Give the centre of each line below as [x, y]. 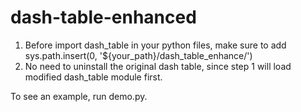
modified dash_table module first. [93, 77]
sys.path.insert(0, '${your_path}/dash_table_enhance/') [138, 55]
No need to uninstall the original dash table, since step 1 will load [158, 66]
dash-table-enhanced [103, 17]
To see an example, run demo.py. [79, 96]
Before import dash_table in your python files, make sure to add [155, 45]
